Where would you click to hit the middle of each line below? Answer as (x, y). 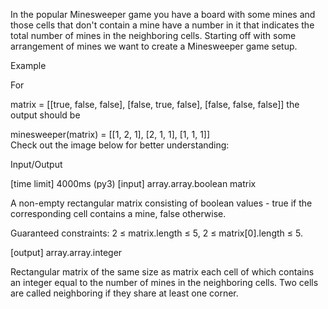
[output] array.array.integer (66, 252)
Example (28, 65)
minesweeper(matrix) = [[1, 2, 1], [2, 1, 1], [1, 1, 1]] (110, 134)
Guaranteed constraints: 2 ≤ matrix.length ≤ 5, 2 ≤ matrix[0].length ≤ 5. (156, 233)
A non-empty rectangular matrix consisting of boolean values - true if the (161, 203)
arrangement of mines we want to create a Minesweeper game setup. (154, 46)
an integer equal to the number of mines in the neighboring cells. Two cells (164, 282)
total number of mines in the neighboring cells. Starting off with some (153, 35)
